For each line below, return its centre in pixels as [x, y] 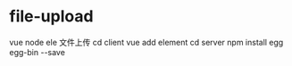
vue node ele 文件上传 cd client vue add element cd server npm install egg [146, 42]
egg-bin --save [37, 52]
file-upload [51, 16]
